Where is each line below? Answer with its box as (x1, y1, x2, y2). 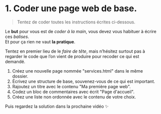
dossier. (12, 73, 28, 79)
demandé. (5, 58, 25, 64)
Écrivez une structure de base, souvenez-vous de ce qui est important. (12, 78, 155, 84)
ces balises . (5, 34, 29, 39)
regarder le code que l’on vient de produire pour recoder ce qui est (5, 53, 140, 59)
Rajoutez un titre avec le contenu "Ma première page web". (12, 83, 131, 89)
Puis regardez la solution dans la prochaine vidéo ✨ (5, 103, 109, 109)
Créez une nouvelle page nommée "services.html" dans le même (12, 68, 143, 74)
